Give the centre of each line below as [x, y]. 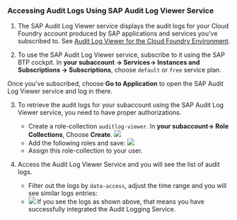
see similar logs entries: [63, 193]
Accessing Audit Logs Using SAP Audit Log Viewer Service [111, 11]
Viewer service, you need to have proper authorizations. [99, 113]
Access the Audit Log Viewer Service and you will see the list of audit [118, 165]
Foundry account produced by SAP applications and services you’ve [117, 33]
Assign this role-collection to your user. [85, 150]
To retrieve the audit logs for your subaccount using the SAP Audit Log [121, 105]
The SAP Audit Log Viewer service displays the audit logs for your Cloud [123, 26]
